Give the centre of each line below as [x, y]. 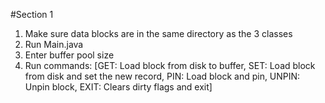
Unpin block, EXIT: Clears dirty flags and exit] [118, 87]
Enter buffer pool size [69, 55]
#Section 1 [32, 14]
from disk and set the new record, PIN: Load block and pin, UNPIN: [162, 76]
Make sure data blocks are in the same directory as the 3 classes [158, 33]
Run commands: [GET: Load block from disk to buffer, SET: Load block [170, 65]
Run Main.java [54, 44]
